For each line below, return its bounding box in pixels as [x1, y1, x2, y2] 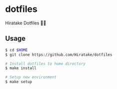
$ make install [5, 66, 37, 71]
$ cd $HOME [5, 47, 28, 53]
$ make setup [5, 80, 32, 85]
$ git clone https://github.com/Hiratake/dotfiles [5, 52, 113, 57]
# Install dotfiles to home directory [5, 61, 86, 66]
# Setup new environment [5, 75, 57, 80]
